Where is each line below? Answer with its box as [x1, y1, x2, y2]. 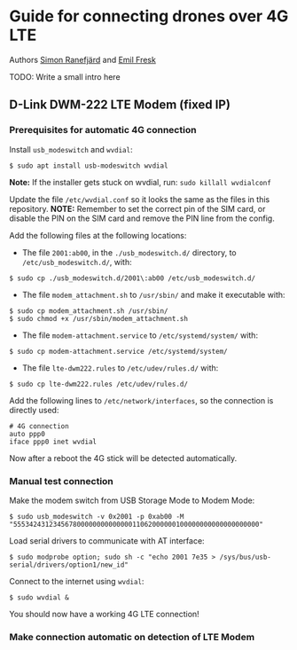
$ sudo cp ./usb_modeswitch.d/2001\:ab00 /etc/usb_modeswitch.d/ [9, 273, 255, 283]
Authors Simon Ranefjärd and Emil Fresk [9, 54, 157, 65]
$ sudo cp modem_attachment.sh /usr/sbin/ [9, 306, 168, 316]
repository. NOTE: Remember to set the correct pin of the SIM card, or [9, 203, 266, 214]
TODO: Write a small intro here [9, 71, 121, 82]
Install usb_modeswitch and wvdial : [9, 144, 133, 154]
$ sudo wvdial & [9, 592, 69, 602]
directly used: [9, 404, 59, 415]
